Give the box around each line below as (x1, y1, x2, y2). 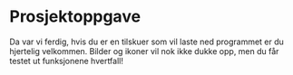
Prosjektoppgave (9, 6, 142, 27)
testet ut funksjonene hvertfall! (9, 55, 124, 66)
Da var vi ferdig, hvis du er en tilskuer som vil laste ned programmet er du (9, 36, 284, 47)
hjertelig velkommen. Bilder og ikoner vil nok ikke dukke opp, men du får (9, 45, 279, 56)
